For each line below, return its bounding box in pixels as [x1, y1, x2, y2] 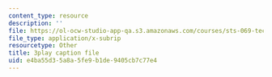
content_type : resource [8, 11, 89, 20]
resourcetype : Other [8, 42, 79, 50]
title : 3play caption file [8, 49, 100, 57]
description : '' [8, 19, 63, 27]
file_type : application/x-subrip [8, 34, 121, 43]
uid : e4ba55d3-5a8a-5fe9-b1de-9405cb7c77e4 [8, 57, 158, 65]
